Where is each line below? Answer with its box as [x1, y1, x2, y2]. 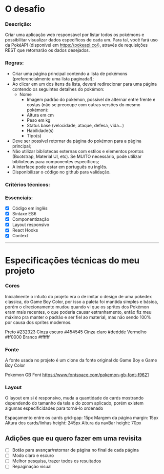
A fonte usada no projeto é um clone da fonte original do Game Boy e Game [5, 357, 157, 363]
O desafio [5, 3, 45, 15]
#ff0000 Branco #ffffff [5, 334, 50, 340]
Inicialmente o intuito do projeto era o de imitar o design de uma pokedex [5, 293, 152, 299]
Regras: [5, 59, 24, 66]
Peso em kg [26, 117, 51, 123]
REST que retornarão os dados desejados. [5, 47, 90, 53]
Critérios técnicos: [5, 181, 50, 188]
